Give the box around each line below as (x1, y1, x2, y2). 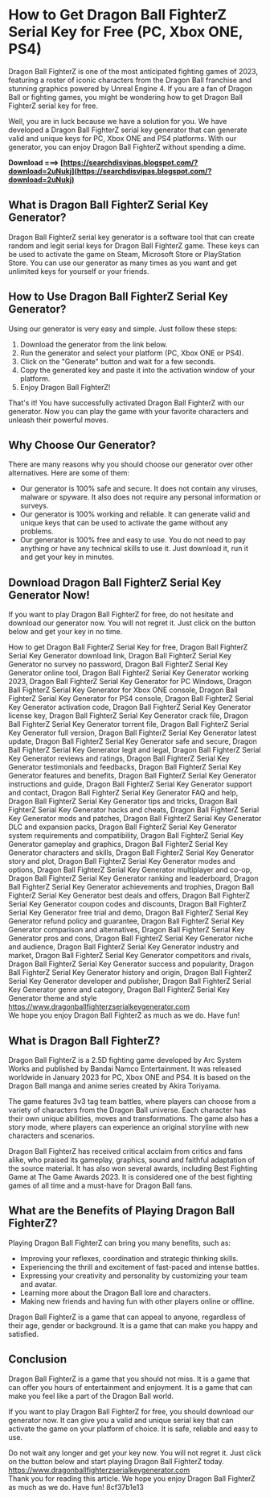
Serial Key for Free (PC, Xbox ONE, (8, 23, 243, 41)
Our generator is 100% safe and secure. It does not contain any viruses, (19, 483, 259, 493)
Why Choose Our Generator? (8, 438, 157, 452)
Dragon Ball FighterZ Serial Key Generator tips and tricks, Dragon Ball (8, 796, 238, 807)
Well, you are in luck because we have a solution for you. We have (8, 116, 227, 126)
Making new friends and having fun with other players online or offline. (19, 1296, 255, 1306)
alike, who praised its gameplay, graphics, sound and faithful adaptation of (8, 1155, 256, 1164)
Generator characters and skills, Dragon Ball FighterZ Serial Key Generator (8, 848, 255, 857)
